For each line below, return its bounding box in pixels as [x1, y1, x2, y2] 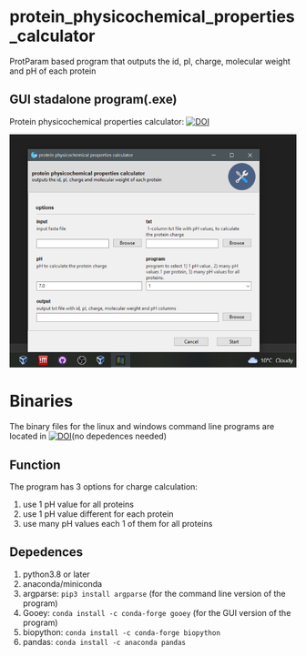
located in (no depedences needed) [9, 430, 167, 442]
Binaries [9, 391, 74, 411]
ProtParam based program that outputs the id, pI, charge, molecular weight [9, 56, 291, 66]
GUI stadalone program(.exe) [9, 92, 178, 107]
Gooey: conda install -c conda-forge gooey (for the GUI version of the [22, 607, 291, 618]
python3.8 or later [22, 569, 91, 580]
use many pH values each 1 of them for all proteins [22, 518, 213, 529]
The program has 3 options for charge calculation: [9, 480, 199, 492]
